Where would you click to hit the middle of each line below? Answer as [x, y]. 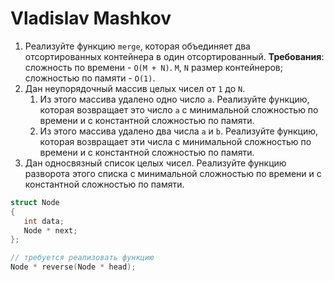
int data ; [44, 221]
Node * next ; [50, 230]
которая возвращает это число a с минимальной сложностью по [179, 109]
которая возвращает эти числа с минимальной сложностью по [175, 141]
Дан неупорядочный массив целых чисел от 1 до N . [135, 88]
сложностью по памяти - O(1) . [90, 78]
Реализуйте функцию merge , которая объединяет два [137, 46]
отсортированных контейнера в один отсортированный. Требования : [174, 56]
